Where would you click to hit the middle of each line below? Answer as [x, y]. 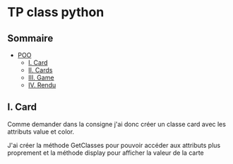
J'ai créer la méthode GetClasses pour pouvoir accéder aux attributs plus [114, 145]
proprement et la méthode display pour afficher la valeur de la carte [106, 153]
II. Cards [40, 70]
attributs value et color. [41, 132]
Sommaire [30, 38]
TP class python [56, 12]
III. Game [41, 77]
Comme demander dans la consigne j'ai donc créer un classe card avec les [116, 124]
